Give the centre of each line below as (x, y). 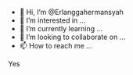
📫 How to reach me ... (56, 46)
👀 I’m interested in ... (52, 20)
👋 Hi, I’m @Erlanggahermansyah (71, 12)
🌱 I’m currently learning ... (61, 29)
